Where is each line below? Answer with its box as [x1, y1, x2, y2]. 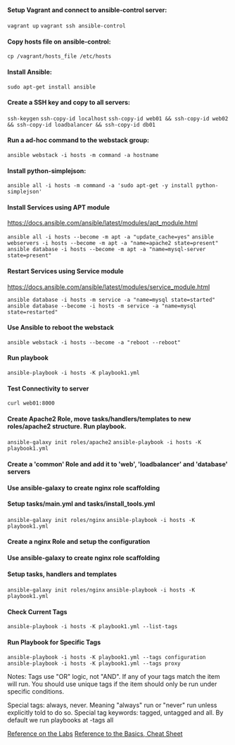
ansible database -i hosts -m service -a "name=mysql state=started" [7, 296, 216, 303]
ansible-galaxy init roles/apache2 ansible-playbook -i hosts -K [7, 439, 202, 446]
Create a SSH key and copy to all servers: [7, 98, 131, 107]
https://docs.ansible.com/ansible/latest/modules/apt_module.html [7, 219, 198, 227]
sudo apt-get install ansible [7, 83, 96, 91]
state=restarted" [7, 308, 58, 316]
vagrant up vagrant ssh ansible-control [7, 23, 126, 30]
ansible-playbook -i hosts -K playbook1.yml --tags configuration [7, 654, 206, 661]
